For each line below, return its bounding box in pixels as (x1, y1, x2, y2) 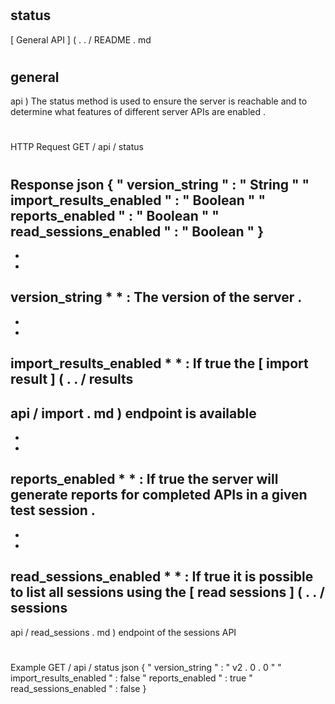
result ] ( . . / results (10, 371, 134, 388)
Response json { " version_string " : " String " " (10, 176, 310, 193)
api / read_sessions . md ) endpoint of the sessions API (10, 626, 237, 638)
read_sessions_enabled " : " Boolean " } (10, 223, 264, 240)
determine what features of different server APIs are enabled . (10, 106, 266, 118)
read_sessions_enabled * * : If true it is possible (10, 568, 314, 586)
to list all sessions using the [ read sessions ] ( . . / (10, 584, 325, 601)
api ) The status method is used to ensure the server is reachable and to (10, 95, 308, 107)
